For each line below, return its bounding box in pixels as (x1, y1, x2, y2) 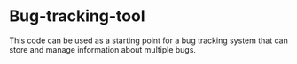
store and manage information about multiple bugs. (9, 44, 197, 54)
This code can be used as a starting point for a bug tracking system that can (9, 35, 288, 46)
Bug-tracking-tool (9, 6, 145, 26)
